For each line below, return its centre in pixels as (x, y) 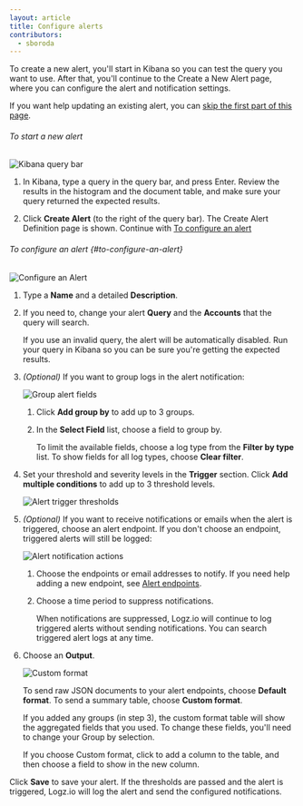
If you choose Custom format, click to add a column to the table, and (151, 754)
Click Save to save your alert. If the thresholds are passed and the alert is (147, 781)
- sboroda (36, 43)
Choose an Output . (59, 655)
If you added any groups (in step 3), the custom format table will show (154, 717)
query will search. (56, 322)
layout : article (40, 18)
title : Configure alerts (56, 26)
